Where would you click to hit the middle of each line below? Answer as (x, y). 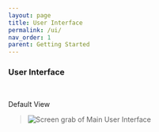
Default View (29, 104)
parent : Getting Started (49, 45)
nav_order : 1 (30, 37)
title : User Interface (45, 23)
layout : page (30, 15)
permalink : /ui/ (35, 30)
